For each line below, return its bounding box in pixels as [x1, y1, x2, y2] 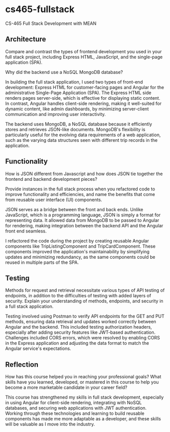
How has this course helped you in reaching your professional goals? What [5, 374, 161, 380]
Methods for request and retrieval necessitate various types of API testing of [5, 287, 165, 293]
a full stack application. [5, 303, 54, 309]
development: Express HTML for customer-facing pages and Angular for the [5, 84, 164, 90]
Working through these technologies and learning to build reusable [5, 410, 145, 416]
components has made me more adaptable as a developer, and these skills [5, 416, 161, 422]
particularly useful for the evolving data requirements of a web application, [5, 132, 161, 138]
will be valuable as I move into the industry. [5, 421, 95, 427]
